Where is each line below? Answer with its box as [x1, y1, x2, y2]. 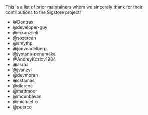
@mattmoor [12, 88, 37, 94]
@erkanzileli [12, 30, 39, 35]
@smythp [12, 40, 33, 46]
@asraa [12, 62, 29, 67]
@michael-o [12, 99, 38, 104]
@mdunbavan [12, 93, 42, 99]
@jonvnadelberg [12, 46, 47, 51]
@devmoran [12, 72, 38, 78]
